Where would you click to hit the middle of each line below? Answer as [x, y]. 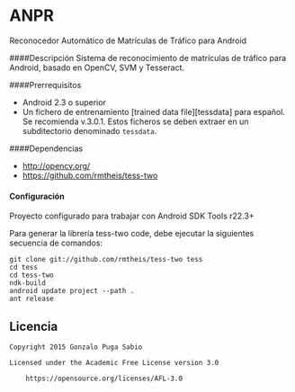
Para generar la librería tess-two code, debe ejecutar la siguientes [132, 234]
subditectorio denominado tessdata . [89, 130]
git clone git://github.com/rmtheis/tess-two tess [106, 260]
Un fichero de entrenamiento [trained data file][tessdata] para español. [154, 111]
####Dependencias [46, 148]
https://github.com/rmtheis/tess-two [90, 175]
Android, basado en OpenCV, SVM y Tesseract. [97, 67]
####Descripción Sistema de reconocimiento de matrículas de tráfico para [148, 58]
